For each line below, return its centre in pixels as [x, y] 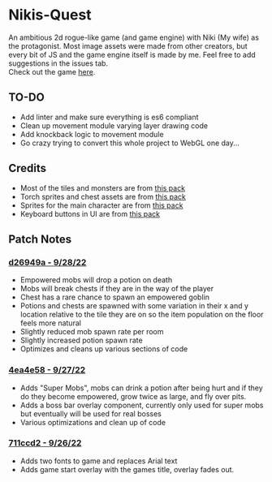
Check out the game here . [52, 71]
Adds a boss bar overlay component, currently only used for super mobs [142, 405]
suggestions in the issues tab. [58, 63]
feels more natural [50, 323]
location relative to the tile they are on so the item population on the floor [142, 315]
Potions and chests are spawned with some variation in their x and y [134, 306]
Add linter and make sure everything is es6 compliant [109, 117]
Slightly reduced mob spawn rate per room [92, 332]
